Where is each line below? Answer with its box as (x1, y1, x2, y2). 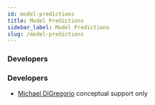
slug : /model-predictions (7, 30, 84, 38)
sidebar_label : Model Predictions (7, 24, 110, 31)
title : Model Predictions (7, 17, 84, 24)
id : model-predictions (7, 10, 75, 18)
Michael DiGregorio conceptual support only (17, 89, 148, 98)
